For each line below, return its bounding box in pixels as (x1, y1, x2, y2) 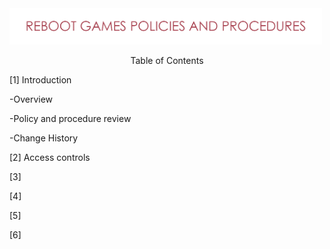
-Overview (9, 93, 54, 106)
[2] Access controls (9, 152, 91, 164)
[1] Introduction (9, 74, 72, 86)
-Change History (9, 132, 79, 144)
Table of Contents (130, 55, 204, 67)
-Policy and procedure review (9, 113, 132, 125)
